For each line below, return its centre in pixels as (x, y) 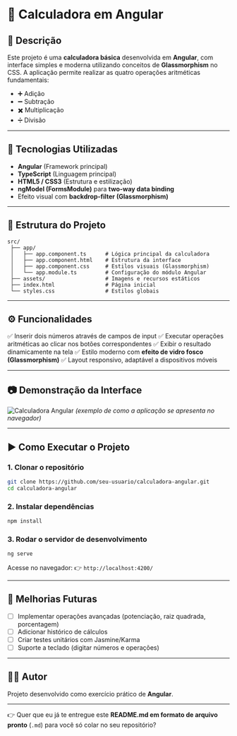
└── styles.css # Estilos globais (85, 291)
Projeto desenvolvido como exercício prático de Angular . (91, 694)
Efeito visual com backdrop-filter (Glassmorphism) (93, 196)
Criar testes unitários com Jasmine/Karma (79, 639)
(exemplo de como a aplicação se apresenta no (145, 411)
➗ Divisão (31, 120)
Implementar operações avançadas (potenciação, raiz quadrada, (111, 616)
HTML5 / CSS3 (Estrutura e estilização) (75, 181)
